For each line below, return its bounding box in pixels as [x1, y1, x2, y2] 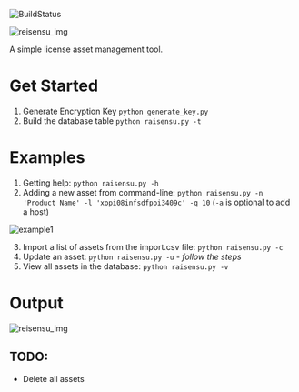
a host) [22, 206, 50, 217]
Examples [9, 147, 85, 168]
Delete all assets [22, 373, 85, 384]
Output [9, 293, 64, 314]
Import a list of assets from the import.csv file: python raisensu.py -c [22, 241, 284, 252]
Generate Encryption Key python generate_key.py [22, 106, 209, 116]
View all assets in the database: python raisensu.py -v [22, 260, 229, 272]
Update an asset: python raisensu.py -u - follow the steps [22, 251, 243, 262]
